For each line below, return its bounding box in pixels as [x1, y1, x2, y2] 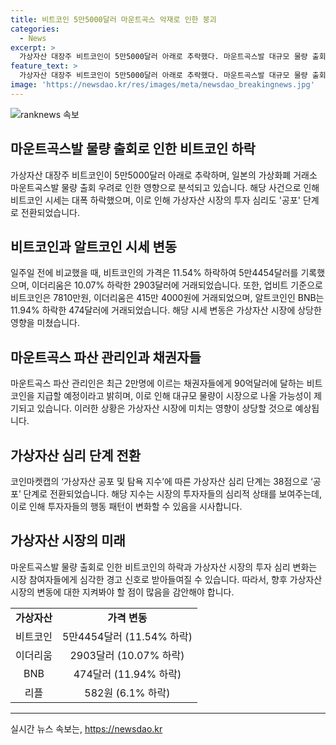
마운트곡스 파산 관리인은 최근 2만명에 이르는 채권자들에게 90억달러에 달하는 [10, 377, 305, 390]
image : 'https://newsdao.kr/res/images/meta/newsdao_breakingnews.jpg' [10, 80, 315, 90]
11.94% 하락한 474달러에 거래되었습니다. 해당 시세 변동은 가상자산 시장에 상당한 [10, 304, 322, 316]
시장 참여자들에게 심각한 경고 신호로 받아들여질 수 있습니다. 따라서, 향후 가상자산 [10, 573, 323, 585]
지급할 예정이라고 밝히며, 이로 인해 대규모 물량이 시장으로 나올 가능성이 [36, 390, 312, 402]
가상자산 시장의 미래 [10, 532, 126, 550]
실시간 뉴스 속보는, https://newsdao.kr [10, 722, 163, 735]
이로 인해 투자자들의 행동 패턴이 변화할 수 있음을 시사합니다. [10, 501, 243, 512]
